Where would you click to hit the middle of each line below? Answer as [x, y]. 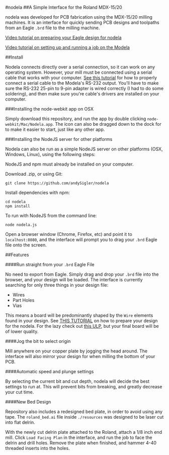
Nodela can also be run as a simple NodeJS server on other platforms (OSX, [84, 149]
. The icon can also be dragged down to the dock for [107, 124]
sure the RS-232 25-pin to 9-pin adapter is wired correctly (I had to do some [84, 88]
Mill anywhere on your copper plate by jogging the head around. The [76, 351]
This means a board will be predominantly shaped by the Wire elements [79, 315]
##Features [17, 255]
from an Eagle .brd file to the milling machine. [53, 28]
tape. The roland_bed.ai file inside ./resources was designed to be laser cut [84, 417]
